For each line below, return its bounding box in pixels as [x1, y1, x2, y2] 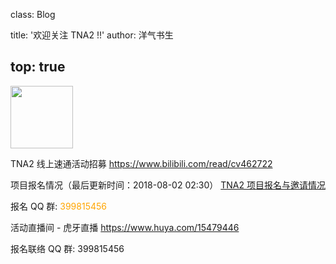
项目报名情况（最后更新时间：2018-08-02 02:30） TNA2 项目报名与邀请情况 [10, 179, 326, 191]
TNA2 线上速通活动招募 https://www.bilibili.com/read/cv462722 [10, 157, 273, 169]
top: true [10, 59, 66, 76]
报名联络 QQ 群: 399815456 [10, 242, 125, 254]
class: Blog [10, 9, 56, 20]
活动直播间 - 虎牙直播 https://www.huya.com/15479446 [10, 221, 240, 233]
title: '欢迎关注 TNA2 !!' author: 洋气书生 [10, 29, 174, 41]
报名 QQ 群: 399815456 [10, 200, 107, 212]
